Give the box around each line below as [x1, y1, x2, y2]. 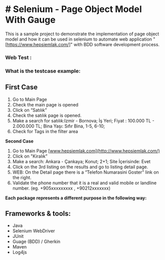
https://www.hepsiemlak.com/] [7, 41, 71, 47]
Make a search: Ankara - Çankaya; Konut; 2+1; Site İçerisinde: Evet [12, 158, 151, 164]
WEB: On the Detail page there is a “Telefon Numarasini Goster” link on [12, 169, 159, 175]
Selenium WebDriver [12, 228, 55, 234]
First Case [5, 83, 38, 91]
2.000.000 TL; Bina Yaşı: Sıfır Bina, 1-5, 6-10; [12, 123, 105, 129]
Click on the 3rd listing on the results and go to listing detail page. [12, 164, 148, 170]
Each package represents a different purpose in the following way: [5, 195, 147, 201]
